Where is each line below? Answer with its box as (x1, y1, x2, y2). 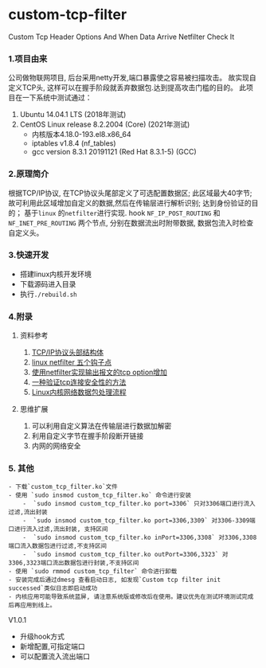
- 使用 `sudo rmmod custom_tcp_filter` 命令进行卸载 (8, 568, 178, 576)
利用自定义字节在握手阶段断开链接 (31, 432, 144, 441)
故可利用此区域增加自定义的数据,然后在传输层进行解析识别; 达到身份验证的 (8, 197, 252, 208)
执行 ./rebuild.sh (19, 289, 77, 299)
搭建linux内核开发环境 (19, 269, 92, 279)
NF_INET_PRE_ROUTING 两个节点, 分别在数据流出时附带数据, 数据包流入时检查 (8, 217, 253, 228)
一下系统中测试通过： (22, 93, 92, 103)
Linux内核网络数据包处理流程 (31, 388, 127, 397)
